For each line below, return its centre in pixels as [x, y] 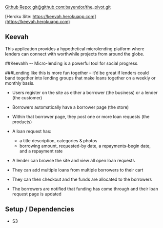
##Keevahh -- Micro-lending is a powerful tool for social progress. [72, 63]
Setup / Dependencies [40, 209]
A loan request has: [32, 131]
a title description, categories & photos [58, 140]
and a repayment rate [41, 151]
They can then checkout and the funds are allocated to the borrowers [82, 179]
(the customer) [27, 97]
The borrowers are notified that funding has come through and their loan [85, 189]
